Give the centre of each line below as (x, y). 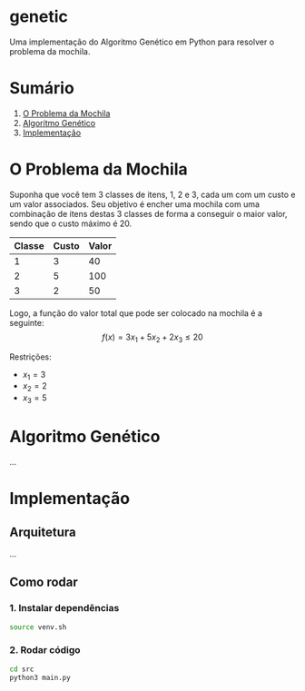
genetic (39, 17)
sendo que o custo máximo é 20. (71, 223)
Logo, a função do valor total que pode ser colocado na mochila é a (136, 313)
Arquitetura (43, 532)
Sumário (42, 89)
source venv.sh (38, 627)
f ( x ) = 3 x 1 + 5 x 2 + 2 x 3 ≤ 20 (152, 338)
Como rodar (44, 582)
